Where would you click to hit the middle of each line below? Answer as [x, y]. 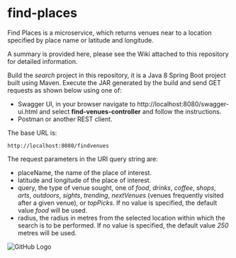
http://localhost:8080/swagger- [183, 103]
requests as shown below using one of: [64, 90]
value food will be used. [52, 210]
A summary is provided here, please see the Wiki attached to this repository [118, 54]
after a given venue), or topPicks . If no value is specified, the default [117, 203]
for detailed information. [43, 61]
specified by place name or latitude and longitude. [80, 40]
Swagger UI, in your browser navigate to [77, 103]
